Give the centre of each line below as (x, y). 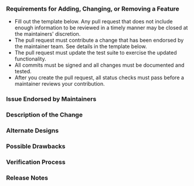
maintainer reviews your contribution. (60, 84)
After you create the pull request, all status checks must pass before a (99, 77)
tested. (23, 72)
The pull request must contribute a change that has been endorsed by (99, 40)
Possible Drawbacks (36, 146)
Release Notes (27, 178)
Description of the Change (45, 115)
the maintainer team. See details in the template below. (81, 46)
